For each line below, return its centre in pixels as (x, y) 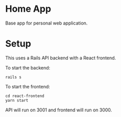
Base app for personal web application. (46, 23)
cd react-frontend (25, 96)
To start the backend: (28, 67)
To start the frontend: (28, 86)
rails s (14, 77)
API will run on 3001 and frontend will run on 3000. (59, 110)
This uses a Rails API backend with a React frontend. (61, 58)
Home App (28, 9)
